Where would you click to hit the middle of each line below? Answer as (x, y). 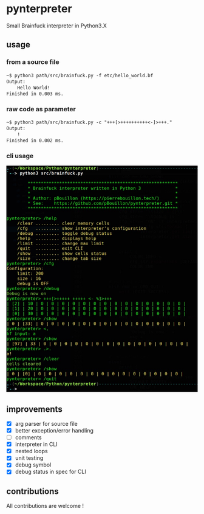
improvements (34, 409)
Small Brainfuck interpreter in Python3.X (57, 26)
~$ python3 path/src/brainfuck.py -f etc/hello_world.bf (80, 75)
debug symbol (33, 465)
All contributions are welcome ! (45, 506)
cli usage (20, 156)
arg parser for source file (46, 423)
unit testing (29, 458)
